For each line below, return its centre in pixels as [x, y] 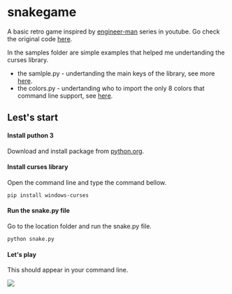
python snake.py [31, 239]
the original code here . [40, 38]
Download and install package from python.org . [76, 151]
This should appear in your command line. [68, 270]
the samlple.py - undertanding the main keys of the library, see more [116, 73]
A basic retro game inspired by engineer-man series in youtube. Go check [114, 31]
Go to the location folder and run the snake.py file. [80, 226]
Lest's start [32, 118]
